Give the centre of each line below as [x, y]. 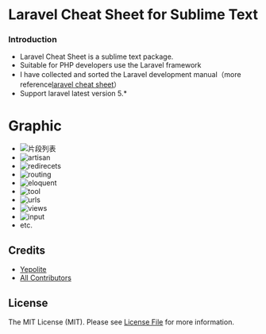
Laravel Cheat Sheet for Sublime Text [133, 15]
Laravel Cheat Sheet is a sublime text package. [96, 56]
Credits [27, 250]
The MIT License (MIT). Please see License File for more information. [121, 322]
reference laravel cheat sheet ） [70, 84]
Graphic [35, 126]
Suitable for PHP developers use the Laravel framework [110, 65]
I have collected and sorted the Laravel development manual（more [130, 75]
